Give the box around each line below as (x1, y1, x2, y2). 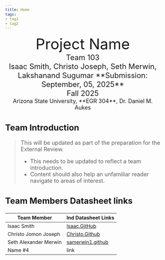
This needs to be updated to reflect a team (30, 158, 141, 165)
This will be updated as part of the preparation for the (20, 139, 161, 146)
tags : (5, 12, 16, 17)
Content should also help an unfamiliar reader (30, 171, 149, 178)
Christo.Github (66, 230, 100, 237)
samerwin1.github (66, 238, 109, 245)
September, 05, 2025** (41, 80, 125, 89)
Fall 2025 (66, 88, 99, 98)
